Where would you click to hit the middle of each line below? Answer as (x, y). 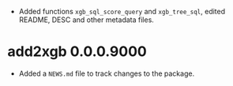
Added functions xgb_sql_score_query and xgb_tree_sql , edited (122, 11)
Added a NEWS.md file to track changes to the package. (107, 73)
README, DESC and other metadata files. (86, 20)
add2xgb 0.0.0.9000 (77, 52)
